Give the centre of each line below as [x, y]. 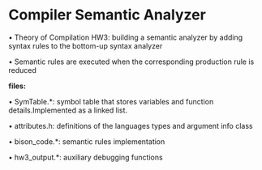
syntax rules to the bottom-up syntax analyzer [86, 45]
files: [17, 86]
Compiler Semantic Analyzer [107, 15]
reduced [22, 70]
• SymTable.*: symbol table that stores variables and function [111, 101]
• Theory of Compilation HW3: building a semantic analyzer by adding [126, 37]
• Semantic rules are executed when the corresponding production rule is [131, 62]
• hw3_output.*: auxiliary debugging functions [86, 157]
